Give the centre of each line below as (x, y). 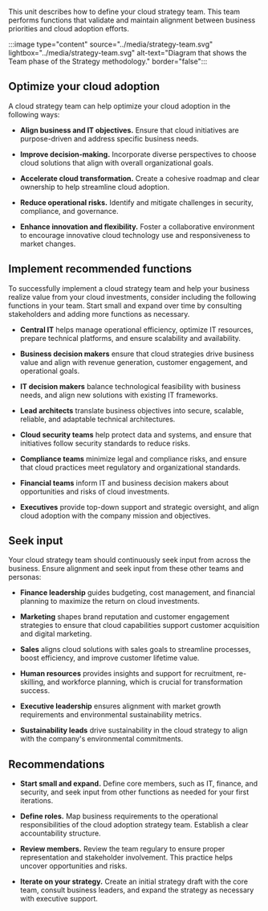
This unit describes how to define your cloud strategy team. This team (124, 12)
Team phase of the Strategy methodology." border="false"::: (108, 61)
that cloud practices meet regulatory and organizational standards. (130, 467)
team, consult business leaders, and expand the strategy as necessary (137, 890)
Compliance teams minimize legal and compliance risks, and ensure (133, 458)
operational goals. (50, 371)
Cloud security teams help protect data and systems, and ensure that (136, 434)
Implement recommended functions (100, 269)
